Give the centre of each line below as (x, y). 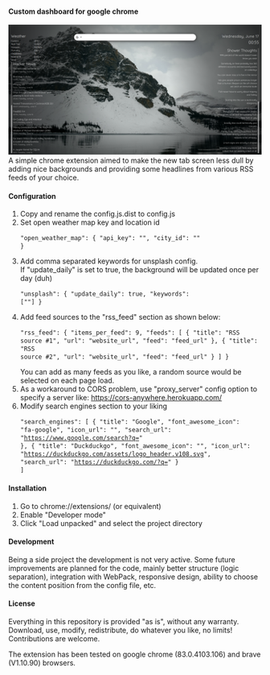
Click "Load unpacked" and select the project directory (111, 523)
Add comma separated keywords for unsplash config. (109, 261)
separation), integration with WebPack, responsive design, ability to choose (133, 577)
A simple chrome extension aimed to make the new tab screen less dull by (131, 160)
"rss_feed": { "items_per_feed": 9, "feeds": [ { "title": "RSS (130, 333)
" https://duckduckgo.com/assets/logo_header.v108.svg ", (115, 454)
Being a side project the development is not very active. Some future (122, 559)
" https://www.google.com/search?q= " (81, 438)
